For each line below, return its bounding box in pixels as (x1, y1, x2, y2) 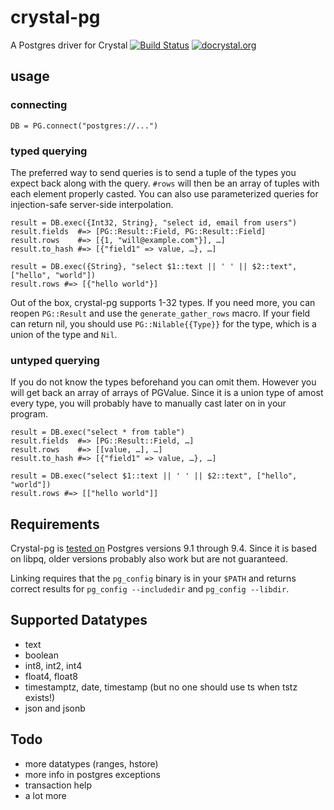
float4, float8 (24, 670, 78, 682)
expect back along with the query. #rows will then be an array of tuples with (10, 177, 320, 189)
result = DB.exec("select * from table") (10, 427, 186, 438)
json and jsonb (24, 702, 86, 714)
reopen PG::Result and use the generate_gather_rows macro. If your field (10, 307, 311, 319)
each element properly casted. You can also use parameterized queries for (10, 187, 319, 200)
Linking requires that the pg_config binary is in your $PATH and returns (10, 572, 297, 585)
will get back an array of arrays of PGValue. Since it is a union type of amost (10, 387, 324, 399)
